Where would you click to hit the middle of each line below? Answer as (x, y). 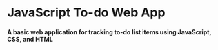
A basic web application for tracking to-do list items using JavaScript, (109, 32)
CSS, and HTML (30, 39)
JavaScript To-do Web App (86, 13)
